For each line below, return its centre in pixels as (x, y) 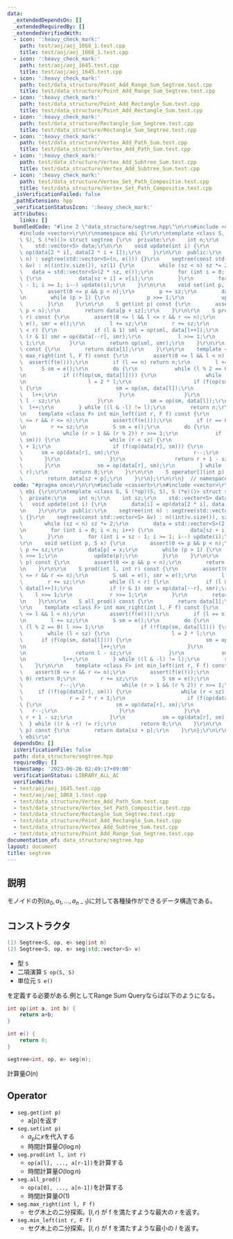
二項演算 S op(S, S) (46, 972)
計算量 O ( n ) (23, 1073)
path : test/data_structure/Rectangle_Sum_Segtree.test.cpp (107, 123)
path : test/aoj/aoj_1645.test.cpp (69, 65)
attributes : (31, 214)
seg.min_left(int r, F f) (54, 1221)
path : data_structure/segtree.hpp (63, 756)
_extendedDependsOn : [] (48, 20)
